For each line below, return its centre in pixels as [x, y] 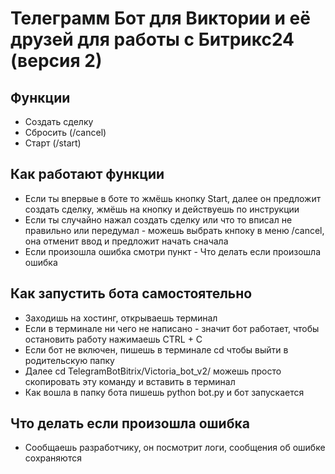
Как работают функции [87, 174]
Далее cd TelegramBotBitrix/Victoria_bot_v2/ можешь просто [153, 371]
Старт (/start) [53, 143]
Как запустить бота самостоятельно [131, 293]
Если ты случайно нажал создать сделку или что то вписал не [158, 219]
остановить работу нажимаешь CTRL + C [113, 339]
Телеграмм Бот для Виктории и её [160, 18]
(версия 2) [56, 61]
